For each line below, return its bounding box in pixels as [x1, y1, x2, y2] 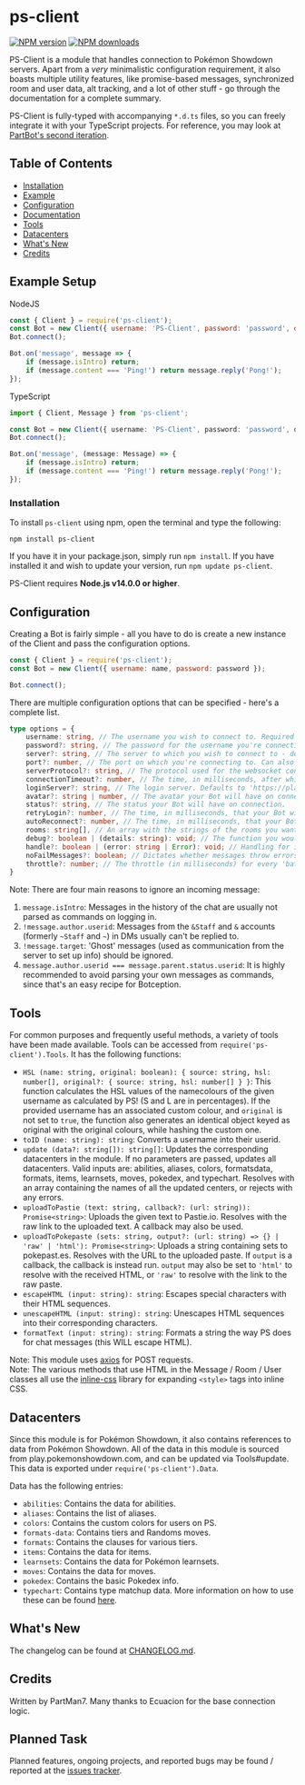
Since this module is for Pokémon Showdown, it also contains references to [9, 1433, 292, 1444]
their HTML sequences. [22, 1298, 111, 1310]
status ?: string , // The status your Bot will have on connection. [25, 800, 286, 810]
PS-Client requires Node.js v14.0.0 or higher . [9, 578, 180, 589]
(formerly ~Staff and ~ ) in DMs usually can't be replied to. [22, 931, 240, 942]
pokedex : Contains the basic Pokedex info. [22, 1575, 180, 1586]
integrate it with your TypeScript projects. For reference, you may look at [9, 120, 281, 131]
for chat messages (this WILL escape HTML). [22, 1337, 192, 1348]
